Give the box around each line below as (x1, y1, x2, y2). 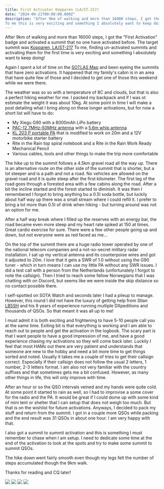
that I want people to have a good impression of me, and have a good (5, 333, 145, 339)
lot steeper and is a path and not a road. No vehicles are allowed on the (5, 170, 148, 176)
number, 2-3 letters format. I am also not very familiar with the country (5, 364, 146, 370)
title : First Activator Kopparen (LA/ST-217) (5, 7, 99, 12)
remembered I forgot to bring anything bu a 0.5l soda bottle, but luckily (5, 191, 147, 197)
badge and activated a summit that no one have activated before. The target (5, 40, 159, 45)
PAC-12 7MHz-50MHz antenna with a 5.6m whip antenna (12, 125, 127, 131)
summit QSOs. (5, 446, 34, 451)
